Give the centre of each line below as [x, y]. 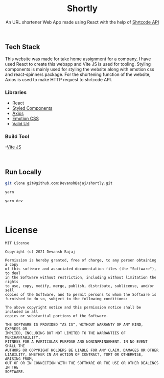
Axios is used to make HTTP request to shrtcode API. [59, 79]
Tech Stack [23, 47]
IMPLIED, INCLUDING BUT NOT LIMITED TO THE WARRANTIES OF [65, 333]
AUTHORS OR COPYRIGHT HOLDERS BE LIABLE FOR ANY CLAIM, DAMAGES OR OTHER [82, 350]
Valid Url [21, 124]
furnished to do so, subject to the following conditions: [67, 299]
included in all [22, 311]
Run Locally [23, 172]
